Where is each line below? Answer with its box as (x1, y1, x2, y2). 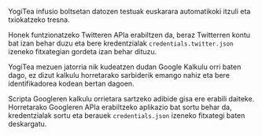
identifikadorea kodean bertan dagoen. (8, 79, 135, 88)
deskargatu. (8, 119, 47, 128)
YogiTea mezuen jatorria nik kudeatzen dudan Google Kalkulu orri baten (8, 62, 242, 72)
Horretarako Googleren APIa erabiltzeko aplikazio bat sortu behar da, (8, 102, 232, 112)
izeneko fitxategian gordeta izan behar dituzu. (8, 47, 157, 56)
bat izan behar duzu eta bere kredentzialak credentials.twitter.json (8, 39, 234, 48)
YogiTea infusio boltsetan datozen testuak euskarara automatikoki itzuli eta (8, 7, 251, 16)
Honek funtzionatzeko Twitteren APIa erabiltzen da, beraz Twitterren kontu (8, 31, 250, 39)
